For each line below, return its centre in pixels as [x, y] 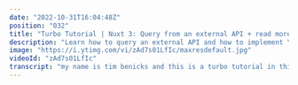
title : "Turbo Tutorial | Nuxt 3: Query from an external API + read [141, 34]
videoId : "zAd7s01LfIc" [53, 58]
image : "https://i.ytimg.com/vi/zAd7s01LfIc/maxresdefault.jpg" [130, 50]
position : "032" [39, 26]
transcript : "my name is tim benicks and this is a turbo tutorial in [142, 67]
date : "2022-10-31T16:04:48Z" [65, 17]
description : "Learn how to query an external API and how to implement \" [152, 42]
